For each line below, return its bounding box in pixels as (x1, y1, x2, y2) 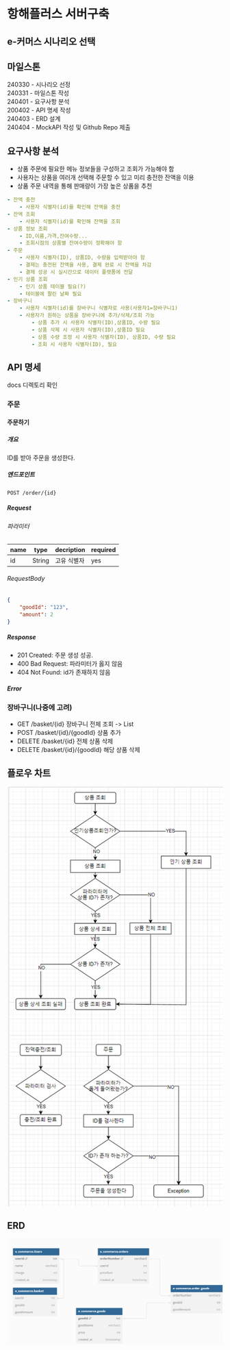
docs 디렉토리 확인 (7, 381, 58, 389)
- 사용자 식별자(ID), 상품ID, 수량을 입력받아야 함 (19, 254, 146, 261)
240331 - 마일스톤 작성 (7, 89, 70, 97)
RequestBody (7, 575, 45, 583)
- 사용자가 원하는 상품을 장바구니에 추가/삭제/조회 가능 (19, 312, 155, 319)
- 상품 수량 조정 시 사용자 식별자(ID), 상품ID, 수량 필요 (31, 334, 177, 340)
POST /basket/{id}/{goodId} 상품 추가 (16, 728, 121, 736)
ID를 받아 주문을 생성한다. (7, 453, 75, 462)
